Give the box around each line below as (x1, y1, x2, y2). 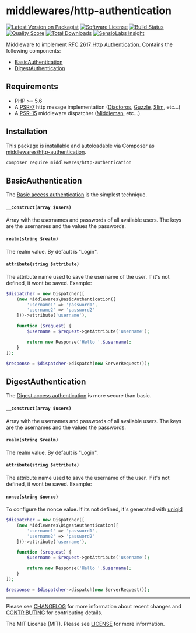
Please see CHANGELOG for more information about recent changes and (6, 603, 182, 610)
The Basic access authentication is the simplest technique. (6, 191, 148, 198)
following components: (6, 47, 61, 54)
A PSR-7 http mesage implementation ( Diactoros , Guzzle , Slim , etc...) (14, 103, 181, 110)
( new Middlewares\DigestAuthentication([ (16, 522, 118, 528)
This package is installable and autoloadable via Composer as (6, 142, 155, 149)
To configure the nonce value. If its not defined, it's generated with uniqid (6, 506, 183, 513)
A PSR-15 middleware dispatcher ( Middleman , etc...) (14, 109, 141, 116)
